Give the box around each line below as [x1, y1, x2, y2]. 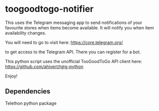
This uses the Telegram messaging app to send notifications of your [5, 20, 142, 25]
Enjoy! [5, 73, 18, 79]
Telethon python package [5, 100, 57, 106]
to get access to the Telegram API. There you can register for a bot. [5, 49, 141, 55]
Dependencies [5, 87, 50, 96]
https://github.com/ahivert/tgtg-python [5, 64, 84, 69]
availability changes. [5, 30, 46, 36]
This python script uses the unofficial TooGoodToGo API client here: [5, 58, 142, 64]
